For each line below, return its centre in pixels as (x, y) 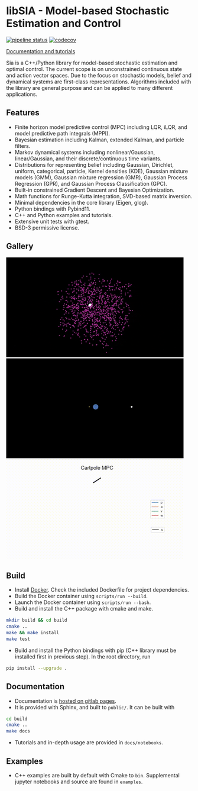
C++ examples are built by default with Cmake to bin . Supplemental (97, 775)
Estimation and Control (64, 23)
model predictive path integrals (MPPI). (62, 133)
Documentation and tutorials (41, 51)
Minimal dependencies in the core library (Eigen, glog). (82, 202)
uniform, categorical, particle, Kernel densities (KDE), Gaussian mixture (101, 171)
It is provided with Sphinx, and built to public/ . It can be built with (95, 707)
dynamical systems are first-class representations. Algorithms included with (99, 82)
